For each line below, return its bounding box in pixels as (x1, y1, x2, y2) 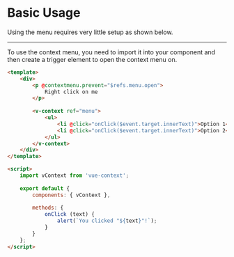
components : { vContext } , (32, 192, 111, 198)
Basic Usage (7, 5, 81, 21)
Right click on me (44, 88, 98, 95)
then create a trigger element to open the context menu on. (7, 55, 178, 63)
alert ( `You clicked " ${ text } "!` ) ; (56, 217, 157, 224)
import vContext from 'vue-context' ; (19, 172, 130, 179)
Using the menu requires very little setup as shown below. (7, 28, 173, 36)
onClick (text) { (44, 211, 95, 218)
